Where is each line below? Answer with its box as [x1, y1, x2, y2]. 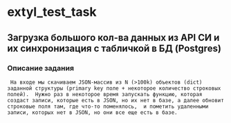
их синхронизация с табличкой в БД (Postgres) [7, 42, 221, 54]
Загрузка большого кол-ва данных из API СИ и [7, 32, 220, 44]
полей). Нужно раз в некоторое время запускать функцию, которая [7, 91, 203, 97]
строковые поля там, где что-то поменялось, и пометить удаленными [7, 103, 209, 110]
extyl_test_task [7, 4, 97, 20]
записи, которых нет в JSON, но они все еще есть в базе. [7, 108, 178, 116]
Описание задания [7, 63, 75, 73]
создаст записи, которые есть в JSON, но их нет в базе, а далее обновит [7, 97, 225, 104]
